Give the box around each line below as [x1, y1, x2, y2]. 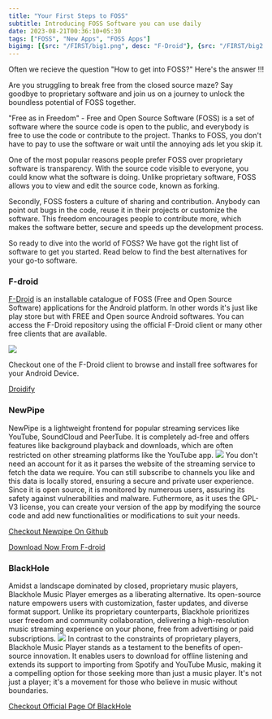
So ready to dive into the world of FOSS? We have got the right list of [8, 238, 240, 248]
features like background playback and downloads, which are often [8, 440, 234, 450]
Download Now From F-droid [8, 542, 106, 551]
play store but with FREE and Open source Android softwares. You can [8, 312, 244, 321]
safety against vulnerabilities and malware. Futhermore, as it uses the [8, 493, 241, 503]
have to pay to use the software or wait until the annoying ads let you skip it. [8, 139, 264, 149]
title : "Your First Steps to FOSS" [8, 11, 129, 20]
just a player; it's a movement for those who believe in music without [8, 677, 238, 687]
